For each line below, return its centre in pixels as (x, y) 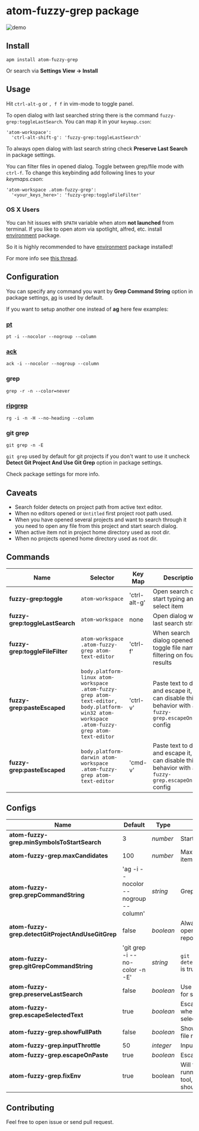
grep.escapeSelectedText (46, 1015)
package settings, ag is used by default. (55, 297)
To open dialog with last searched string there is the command (82, 115)
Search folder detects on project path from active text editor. (89, 507)
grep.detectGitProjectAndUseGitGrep (63, 934)
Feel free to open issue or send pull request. (60, 1122)
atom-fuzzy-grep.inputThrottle (55, 1045)
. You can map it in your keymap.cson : (107, 121)
